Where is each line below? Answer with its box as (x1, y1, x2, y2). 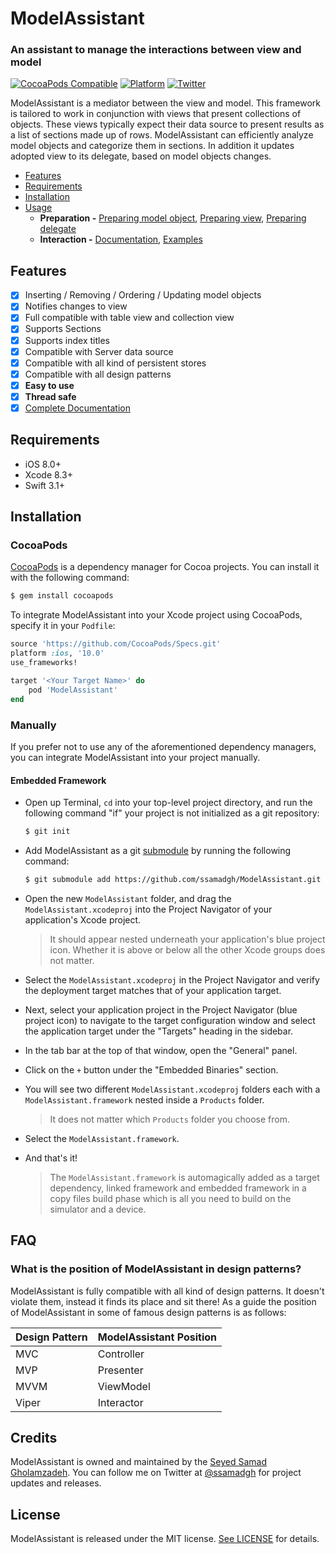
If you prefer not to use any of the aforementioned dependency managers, (10, 740, 317, 752)
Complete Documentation (24, 402, 131, 414)
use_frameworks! (10, 658, 78, 668)
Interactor (97, 1395, 144, 1409)
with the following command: (10, 572, 130, 584)
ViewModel (97, 1379, 151, 1393)
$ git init (24, 827, 71, 837)
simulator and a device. (49, 1203, 147, 1215)
